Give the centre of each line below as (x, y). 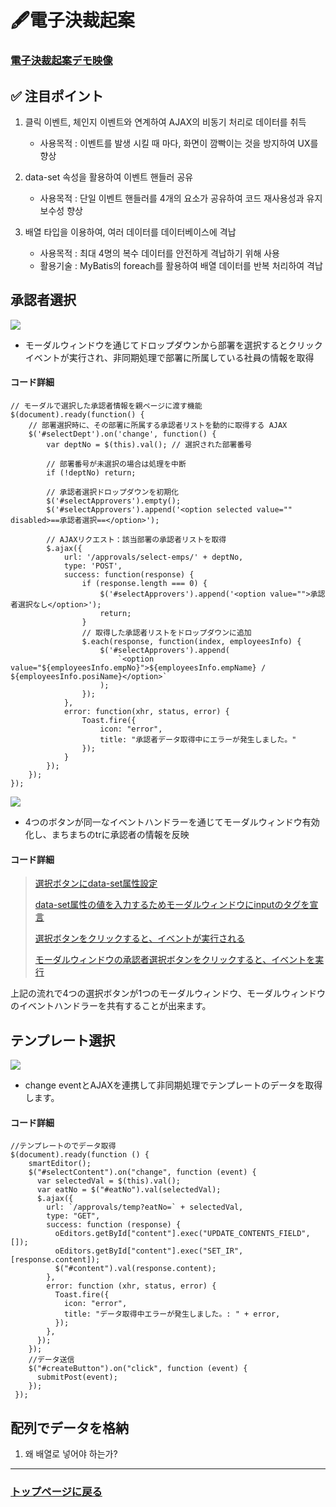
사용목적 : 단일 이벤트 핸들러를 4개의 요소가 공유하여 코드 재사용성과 (172, 198)
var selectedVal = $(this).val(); (109, 1181)
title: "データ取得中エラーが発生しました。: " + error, (172, 1314)
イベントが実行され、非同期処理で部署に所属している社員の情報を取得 (169, 357)
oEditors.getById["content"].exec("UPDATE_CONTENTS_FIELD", (182, 1234)
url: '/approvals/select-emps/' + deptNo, (153, 557)
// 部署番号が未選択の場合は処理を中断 (116, 464)
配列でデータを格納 (69, 1427)
